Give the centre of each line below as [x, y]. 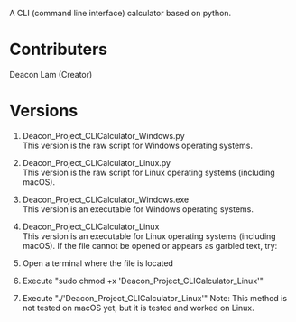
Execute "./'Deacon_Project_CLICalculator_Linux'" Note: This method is [154, 298]
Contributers [59, 50]
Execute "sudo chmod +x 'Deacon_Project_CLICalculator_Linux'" [143, 281]
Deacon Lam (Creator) [51, 74]
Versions [44, 111]
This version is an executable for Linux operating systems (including [149, 236]
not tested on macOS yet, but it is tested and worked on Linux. [138, 308]
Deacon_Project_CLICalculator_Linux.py [97, 162]
